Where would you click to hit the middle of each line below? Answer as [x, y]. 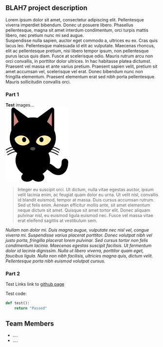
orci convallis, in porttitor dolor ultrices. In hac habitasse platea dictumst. [78, 61]
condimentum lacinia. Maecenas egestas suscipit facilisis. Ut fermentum [79, 246]
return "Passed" [31, 309]
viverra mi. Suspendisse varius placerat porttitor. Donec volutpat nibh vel [79, 235]
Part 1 [12, 94]
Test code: [16, 293]
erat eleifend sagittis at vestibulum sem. [57, 220]
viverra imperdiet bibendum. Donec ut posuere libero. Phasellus [69, 25]
